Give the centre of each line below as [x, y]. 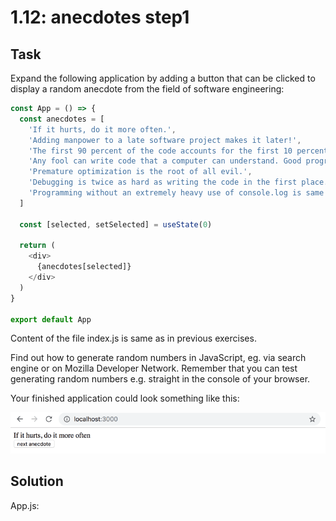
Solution [37, 481]
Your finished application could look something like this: [125, 398]
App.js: [25, 505]
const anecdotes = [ [62, 119]
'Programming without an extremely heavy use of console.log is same [176, 193]
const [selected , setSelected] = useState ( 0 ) [116, 224]
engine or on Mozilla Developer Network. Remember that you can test [154, 368]
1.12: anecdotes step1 [100, 17]
